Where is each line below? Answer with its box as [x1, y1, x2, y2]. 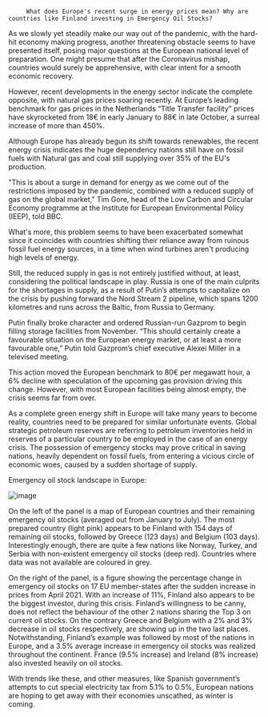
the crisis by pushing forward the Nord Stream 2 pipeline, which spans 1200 [8, 294, 258, 303]
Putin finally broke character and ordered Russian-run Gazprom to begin [8, 318, 246, 327]
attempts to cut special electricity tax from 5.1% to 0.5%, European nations [8, 683, 254, 691]
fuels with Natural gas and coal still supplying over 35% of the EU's [8, 153, 230, 163]
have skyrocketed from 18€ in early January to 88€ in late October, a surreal [8, 112, 260, 122]
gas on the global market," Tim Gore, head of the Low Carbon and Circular [8, 195, 254, 204]
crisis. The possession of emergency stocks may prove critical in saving [8, 443, 246, 452]
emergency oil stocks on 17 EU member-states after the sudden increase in [8, 581, 256, 591]
